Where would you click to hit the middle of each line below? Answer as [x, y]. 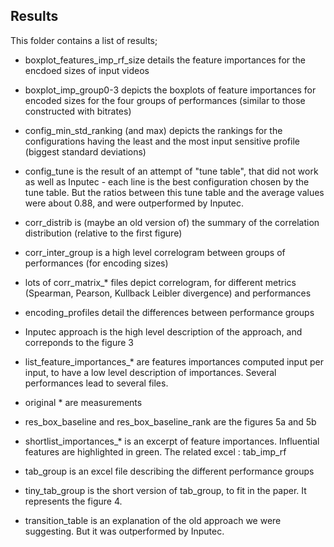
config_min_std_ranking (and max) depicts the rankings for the [153, 130]
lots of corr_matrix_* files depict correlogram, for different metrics [160, 282]
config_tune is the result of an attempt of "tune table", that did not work [171, 171]
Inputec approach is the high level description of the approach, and [163, 331]
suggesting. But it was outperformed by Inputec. [124, 531]
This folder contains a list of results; [84, 40]
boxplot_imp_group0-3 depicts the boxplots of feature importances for [170, 90]
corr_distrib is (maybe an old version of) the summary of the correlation [172, 222]
